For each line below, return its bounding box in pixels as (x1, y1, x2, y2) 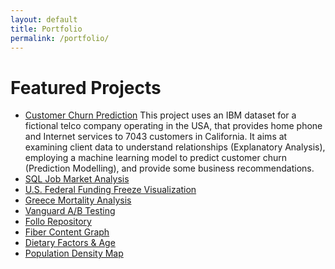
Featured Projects (10, 76, 162, 99)
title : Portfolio (10, 24, 83, 34)
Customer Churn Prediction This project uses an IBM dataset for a (24, 109, 297, 121)
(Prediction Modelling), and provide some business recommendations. (24, 162, 315, 175)
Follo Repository (24, 216, 92, 228)
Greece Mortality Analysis (24, 194, 132, 206)
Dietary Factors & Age (24, 237, 116, 249)
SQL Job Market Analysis (24, 173, 130, 185)
